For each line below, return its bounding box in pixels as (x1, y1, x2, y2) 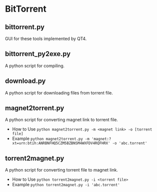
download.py (5, 77, 46, 85)
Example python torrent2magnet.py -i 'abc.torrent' (12, 182, 120, 188)
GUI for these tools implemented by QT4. (5, 36, 87, 41)
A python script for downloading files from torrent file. (5, 90, 113, 96)
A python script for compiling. (5, 62, 65, 69)
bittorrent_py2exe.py (5, 50, 71, 58)
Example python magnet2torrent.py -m (12, 135, 90, 142)
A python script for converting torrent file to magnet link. (5, 167, 118, 173)
